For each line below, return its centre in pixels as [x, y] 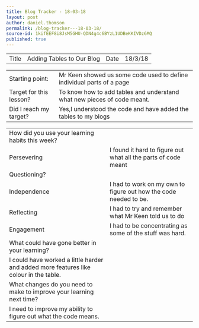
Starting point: [29, 79]
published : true [26, 39]
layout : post [22, 17]
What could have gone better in [53, 243]
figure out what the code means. [54, 316]
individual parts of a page [94, 82]
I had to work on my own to [147, 184]
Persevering [26, 157]
